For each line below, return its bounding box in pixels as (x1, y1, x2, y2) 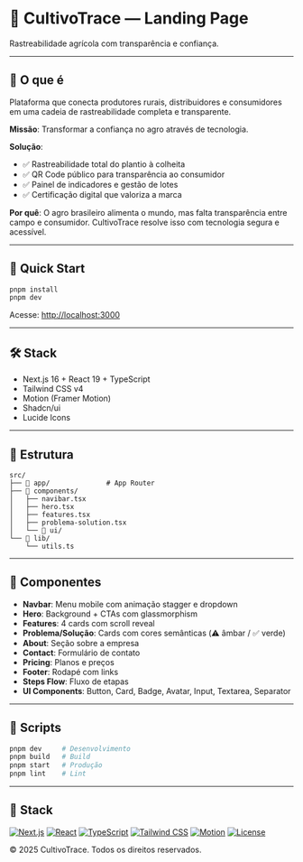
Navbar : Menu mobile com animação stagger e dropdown (22, 598, 239, 609)
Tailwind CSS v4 (22, 384, 84, 394)
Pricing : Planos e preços (22, 656, 115, 667)
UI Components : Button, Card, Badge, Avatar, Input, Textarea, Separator (22, 685, 291, 696)
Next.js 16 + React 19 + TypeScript (22, 374, 151, 385)
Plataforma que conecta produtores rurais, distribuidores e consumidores (9, 97, 282, 107)
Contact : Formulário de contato (22, 647, 141, 658)
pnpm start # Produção (9, 761, 103, 770)
